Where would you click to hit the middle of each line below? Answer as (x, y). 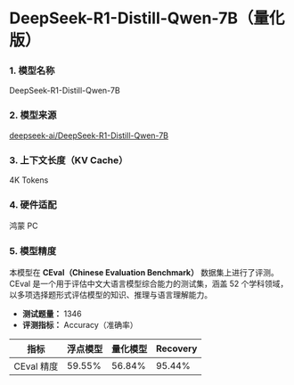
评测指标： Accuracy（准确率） (80, 324)
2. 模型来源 (33, 115)
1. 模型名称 (32, 70)
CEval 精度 (36, 366)
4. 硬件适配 (33, 205)
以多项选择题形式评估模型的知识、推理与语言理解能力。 (110, 294)
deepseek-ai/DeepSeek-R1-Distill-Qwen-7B (89, 135)
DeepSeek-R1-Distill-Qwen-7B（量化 (147, 18)
